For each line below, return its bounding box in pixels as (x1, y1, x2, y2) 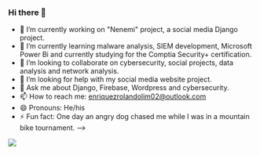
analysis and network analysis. (19, 67, 119, 76)
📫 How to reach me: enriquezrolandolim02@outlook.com (19, 92, 207, 101)
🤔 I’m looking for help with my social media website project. (19, 74, 212, 85)
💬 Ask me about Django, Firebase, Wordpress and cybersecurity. (19, 83, 229, 92)
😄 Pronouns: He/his (19, 103, 85, 113)
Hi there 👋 (8, 7, 47, 18)
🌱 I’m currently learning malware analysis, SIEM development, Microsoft (19, 41, 253, 51)
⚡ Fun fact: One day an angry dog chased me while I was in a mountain (19, 112, 250, 121)
